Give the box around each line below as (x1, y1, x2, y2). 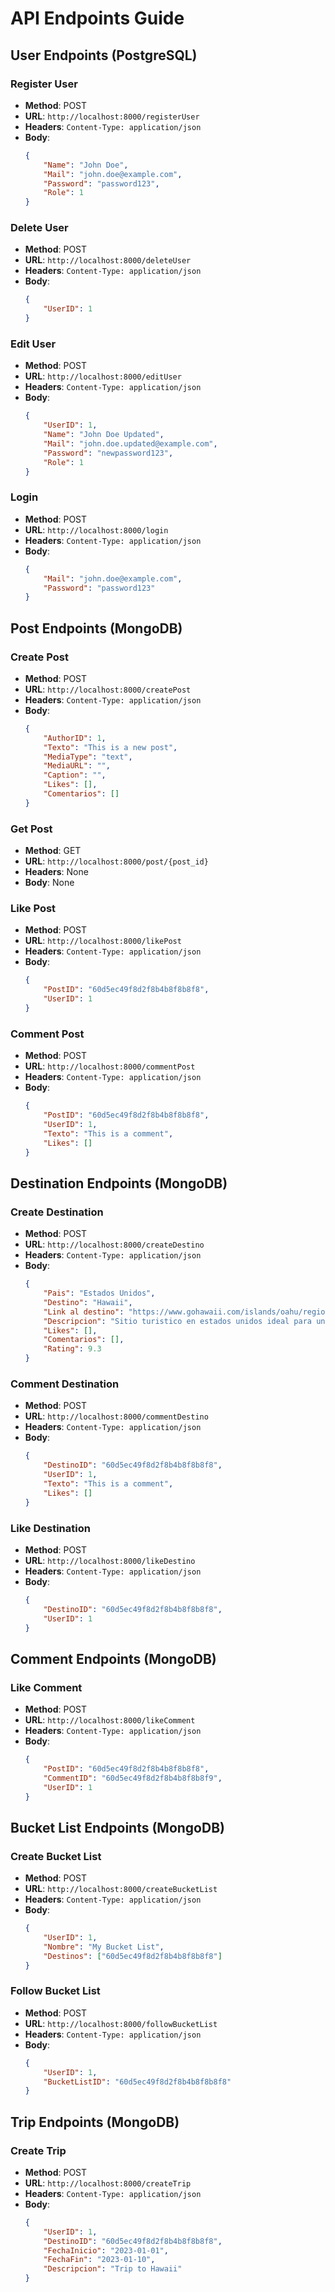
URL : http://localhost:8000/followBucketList (24, 2017, 218, 2029)
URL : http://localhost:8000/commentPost (24, 1060, 196, 1072)
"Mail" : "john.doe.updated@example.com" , (43, 438, 218, 449)
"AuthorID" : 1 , (43, 733, 107, 743)
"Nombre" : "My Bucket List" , (43, 1942, 165, 1952)
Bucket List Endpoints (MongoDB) (10, 1819, 225, 1836)
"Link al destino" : (43, 1307, 125, 1317)
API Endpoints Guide (10, 7, 185, 30)
